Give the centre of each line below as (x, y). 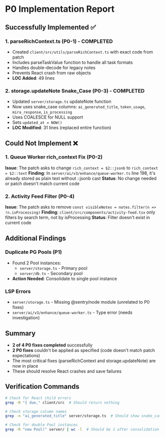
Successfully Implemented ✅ (51, 27)
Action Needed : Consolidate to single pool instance (65, 279)
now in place (25, 366)
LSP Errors (18, 291)
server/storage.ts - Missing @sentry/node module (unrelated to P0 (81, 302)
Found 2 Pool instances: (37, 263)
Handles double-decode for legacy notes (54, 67)
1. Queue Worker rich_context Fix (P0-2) (54, 157)
